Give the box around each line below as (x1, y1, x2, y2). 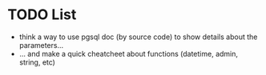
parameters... (18, 40, 64, 49)
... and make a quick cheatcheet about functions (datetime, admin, (18, 49, 238, 58)
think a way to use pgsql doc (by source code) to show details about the (18, 32, 258, 41)
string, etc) (18, 57, 55, 67)
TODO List (7, 6, 77, 24)
